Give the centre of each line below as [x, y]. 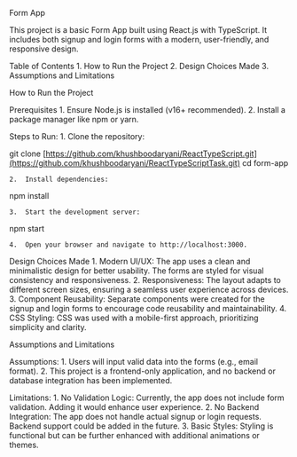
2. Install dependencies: [59, 179]
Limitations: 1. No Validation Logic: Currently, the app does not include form [147, 398]
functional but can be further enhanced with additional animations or [134, 435]
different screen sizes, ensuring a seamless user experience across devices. [149, 289]
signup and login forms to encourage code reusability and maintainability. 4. [148, 308]
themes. [24, 445]
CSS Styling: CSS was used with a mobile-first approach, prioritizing [134, 318]
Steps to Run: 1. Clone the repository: [77, 136]
